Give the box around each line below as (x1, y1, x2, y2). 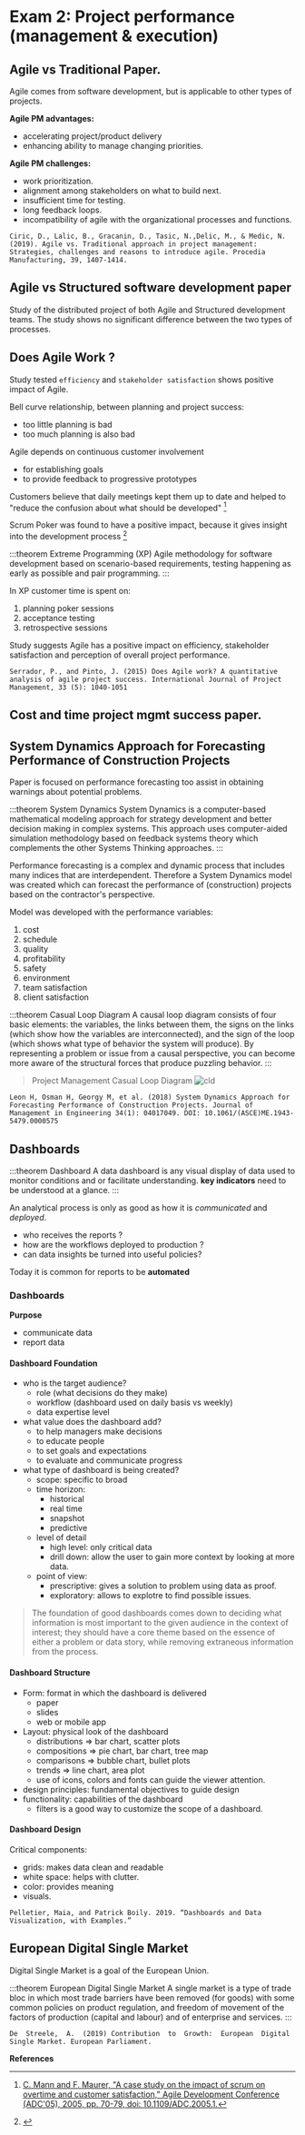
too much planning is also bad (22, 429, 136, 440)
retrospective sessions (22, 622, 108, 633)
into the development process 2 (9, 529, 128, 541)
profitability (22, 954, 66, 964)
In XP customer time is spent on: (9, 585, 132, 596)
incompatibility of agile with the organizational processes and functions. (22, 214, 292, 224)
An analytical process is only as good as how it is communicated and (9, 1201, 268, 1213)
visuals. (22, 1891, 52, 1902)
